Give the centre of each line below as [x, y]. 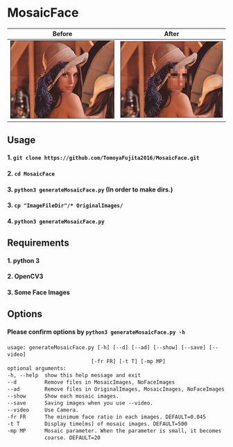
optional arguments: [37, 368]
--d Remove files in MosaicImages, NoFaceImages [91, 382]
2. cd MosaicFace [31, 174]
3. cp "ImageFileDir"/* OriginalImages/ [65, 205]
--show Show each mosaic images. [63, 396]
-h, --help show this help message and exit [74, 375]
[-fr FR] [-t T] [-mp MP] [129, 361]
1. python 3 [24, 260]
